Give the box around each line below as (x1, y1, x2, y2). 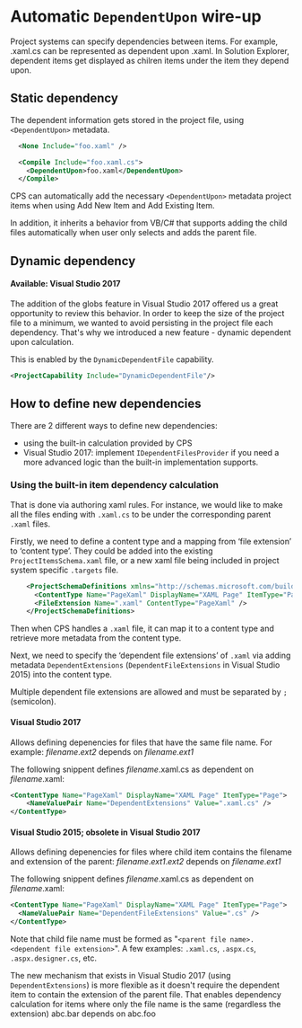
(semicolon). (10, 696, 56, 707)
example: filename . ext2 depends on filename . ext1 (10, 746, 194, 757)
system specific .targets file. (10, 564, 119, 575)
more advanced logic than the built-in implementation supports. (22, 456, 259, 467)
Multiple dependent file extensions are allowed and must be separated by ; (10, 687, 288, 697)
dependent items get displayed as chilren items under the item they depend (10, 55, 289, 66)
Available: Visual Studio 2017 (10, 279, 121, 289)
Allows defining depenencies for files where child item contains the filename (10, 846, 292, 857)
